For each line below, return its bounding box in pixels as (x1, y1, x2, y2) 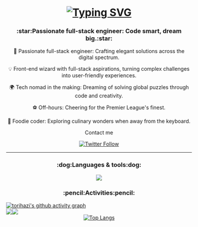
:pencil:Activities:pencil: (62, 189, 136, 197)
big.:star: (85, 34, 113, 42)
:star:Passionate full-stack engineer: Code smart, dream (16, 27, 181, 35)
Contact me (84, 129, 114, 136)
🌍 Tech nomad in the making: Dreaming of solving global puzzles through (9, 84, 189, 91)
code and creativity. (74, 92, 124, 100)
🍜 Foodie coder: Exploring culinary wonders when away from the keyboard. (7, 118, 191, 125)
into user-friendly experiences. (61, 72, 137, 79)
